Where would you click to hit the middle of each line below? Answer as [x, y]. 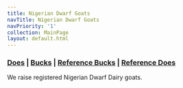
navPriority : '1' [32, 26]
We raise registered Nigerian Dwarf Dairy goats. [75, 77]
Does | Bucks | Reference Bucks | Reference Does [91, 63]
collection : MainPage [38, 32]
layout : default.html [38, 39]
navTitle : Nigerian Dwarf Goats [53, 20]
